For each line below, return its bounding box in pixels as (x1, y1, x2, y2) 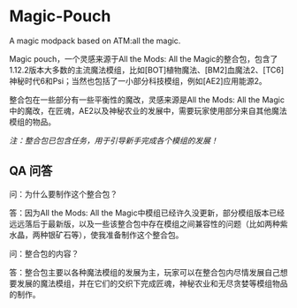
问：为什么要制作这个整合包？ (9, 188, 118, 199)
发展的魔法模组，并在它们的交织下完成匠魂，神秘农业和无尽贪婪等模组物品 (16, 278, 288, 289)
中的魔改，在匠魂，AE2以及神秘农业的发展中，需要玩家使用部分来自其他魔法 (9, 105, 287, 116)
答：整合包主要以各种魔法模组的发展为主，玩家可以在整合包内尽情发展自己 (9, 267, 280, 277)
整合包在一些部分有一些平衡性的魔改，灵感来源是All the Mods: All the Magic (9, 94, 286, 105)
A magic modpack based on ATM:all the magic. (9, 35, 181, 46)
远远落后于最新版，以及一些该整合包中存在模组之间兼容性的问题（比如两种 (9, 218, 280, 229)
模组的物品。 (9, 116, 56, 127)
